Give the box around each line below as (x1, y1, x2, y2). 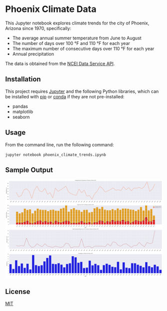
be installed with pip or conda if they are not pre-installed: (5, 93, 125, 99)
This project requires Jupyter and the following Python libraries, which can (5, 88, 159, 94)
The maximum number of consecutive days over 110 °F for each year (12, 45, 154, 51)
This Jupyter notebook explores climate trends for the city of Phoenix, (5, 20, 149, 26)
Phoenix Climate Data (5, 3, 96, 15)
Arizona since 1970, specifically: (5, 25, 71, 31)
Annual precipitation (12, 51, 54, 57)
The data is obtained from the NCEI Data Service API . (5, 60, 115, 66)
